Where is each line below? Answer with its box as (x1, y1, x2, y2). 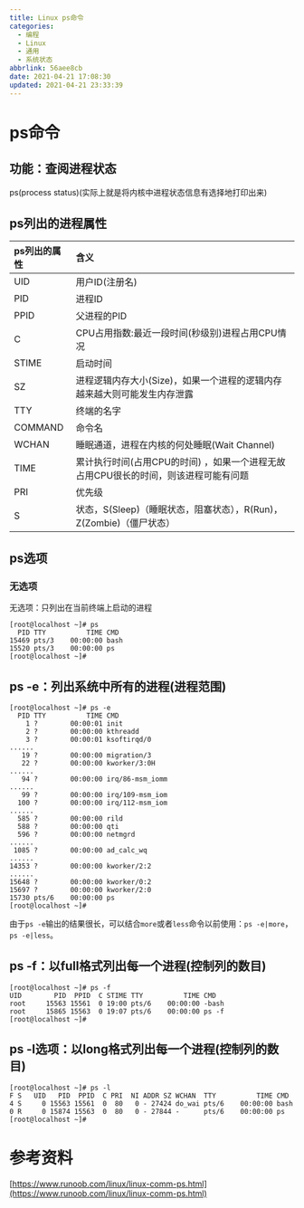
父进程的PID (75, 309, 128, 322)
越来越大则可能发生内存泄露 (75, 388, 195, 401)
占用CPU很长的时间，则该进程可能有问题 (75, 470, 250, 482)
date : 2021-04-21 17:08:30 (9, 72, 111, 81)
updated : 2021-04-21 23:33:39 (9, 81, 124, 90)
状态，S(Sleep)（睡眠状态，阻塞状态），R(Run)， (75, 503, 283, 516)
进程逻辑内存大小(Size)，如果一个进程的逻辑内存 (75, 375, 282, 387)
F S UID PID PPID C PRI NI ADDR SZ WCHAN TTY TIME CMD (9, 1091, 290, 1100)
